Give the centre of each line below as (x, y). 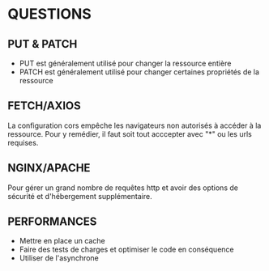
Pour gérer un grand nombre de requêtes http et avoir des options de (123, 188)
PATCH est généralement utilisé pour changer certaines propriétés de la (139, 72)
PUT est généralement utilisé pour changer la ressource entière (125, 63)
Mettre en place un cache (62, 241)
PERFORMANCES (52, 222)
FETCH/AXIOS (45, 106)
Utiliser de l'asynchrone (59, 258)
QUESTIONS (50, 14)
